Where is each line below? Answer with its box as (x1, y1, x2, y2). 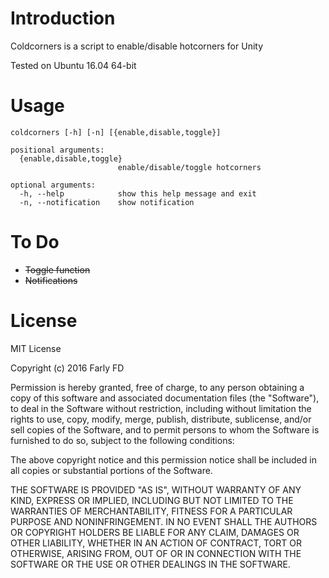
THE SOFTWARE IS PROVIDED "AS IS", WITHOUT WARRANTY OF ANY (10, 483, 302, 496)
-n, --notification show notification (19, 197, 195, 207)
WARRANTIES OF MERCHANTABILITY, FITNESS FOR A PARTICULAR (10, 505, 293, 517)
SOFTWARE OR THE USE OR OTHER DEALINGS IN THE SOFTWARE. (10, 558, 291, 570)
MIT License (10, 342, 62, 354)
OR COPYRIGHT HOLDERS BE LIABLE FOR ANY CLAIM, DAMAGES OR (10, 526, 300, 538)
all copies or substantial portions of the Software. (10, 464, 213, 476)
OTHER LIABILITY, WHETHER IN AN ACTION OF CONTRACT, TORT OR (10, 537, 302, 549)
